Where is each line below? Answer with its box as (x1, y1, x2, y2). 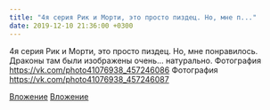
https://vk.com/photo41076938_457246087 (9, 74, 169, 84)
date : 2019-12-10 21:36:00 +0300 (9, 21, 134, 30)
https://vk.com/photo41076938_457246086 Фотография (9, 64, 218, 75)
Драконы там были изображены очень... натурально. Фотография (9, 55, 261, 66)
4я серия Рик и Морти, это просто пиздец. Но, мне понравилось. (9, 45, 258, 56)
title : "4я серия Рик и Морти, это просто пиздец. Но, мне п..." (9, 12, 257, 22)
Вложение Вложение (9, 90, 89, 102)
